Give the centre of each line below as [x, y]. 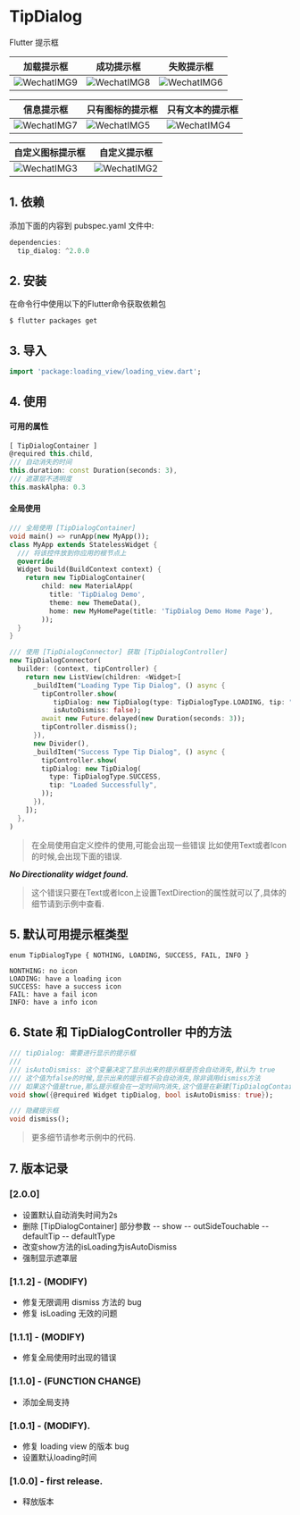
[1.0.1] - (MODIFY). [50, 1426]
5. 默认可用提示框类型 [69, 934]
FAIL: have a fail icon [54, 995]
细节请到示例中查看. [67, 904]
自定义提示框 [126, 152]
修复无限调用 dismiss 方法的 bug [82, 1302]
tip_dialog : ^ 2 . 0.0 [54, 251]
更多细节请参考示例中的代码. [83, 1138]
